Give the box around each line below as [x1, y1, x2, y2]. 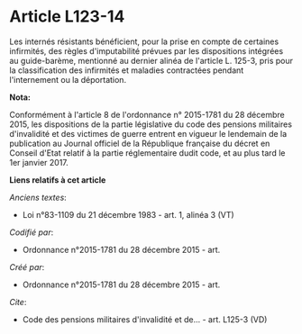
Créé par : [9, 261, 45, 272]
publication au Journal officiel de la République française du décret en [9, 138, 270, 149]
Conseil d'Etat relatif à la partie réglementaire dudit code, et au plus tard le [9, 147, 286, 158]
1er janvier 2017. [9, 157, 69, 167]
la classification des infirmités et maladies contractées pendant [9, 65, 244, 76]
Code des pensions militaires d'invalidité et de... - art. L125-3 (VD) [22, 313, 268, 325]
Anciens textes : [9, 192, 68, 203]
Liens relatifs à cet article [9, 174, 106, 185]
